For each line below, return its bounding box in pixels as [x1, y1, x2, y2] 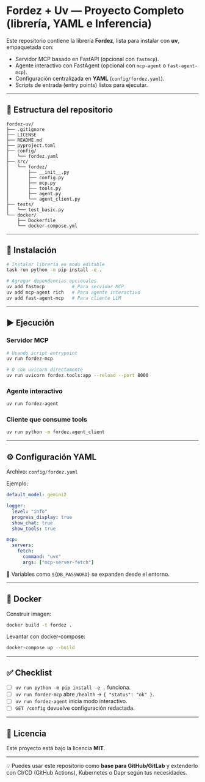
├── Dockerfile [17, 217, 56, 223]
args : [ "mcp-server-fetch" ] [22, 559, 95, 565]
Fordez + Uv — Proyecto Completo [6, 4, 184, 18]
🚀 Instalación [6, 245, 57, 256]
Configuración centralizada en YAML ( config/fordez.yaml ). [15, 75, 165, 82]
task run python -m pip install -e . [6, 267, 103, 273]
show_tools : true [12, 526, 56, 532]
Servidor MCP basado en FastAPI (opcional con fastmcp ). [15, 55, 159, 62]
